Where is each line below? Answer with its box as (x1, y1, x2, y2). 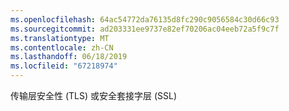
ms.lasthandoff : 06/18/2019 (10, 52, 128, 62)
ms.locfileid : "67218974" (10, 61, 118, 71)
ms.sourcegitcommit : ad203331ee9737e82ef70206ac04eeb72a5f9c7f (10, 24, 280, 34)
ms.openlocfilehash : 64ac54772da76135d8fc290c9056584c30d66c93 (10, 14, 280, 25)
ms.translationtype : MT (10, 33, 110, 43)
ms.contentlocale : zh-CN (10, 42, 114, 53)
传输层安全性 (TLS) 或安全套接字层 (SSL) (10, 90, 178, 101)
